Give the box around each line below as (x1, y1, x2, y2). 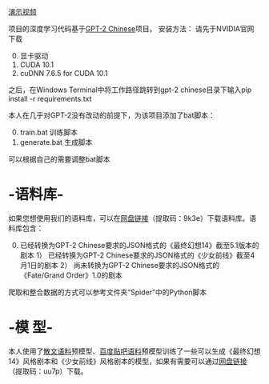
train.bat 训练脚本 (19, 127, 78, 137)
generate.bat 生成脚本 (19, 138, 93, 146)
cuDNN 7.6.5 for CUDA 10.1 (19, 69, 108, 78)
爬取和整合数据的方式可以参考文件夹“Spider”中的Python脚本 (8, 287, 207, 297)
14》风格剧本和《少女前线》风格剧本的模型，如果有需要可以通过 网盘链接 (8, 356, 247, 366)
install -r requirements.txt (8, 94, 92, 103)
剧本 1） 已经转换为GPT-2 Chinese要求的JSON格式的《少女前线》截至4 (19, 250, 255, 260)
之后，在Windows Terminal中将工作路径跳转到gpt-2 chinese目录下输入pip (8, 85, 252, 94)
